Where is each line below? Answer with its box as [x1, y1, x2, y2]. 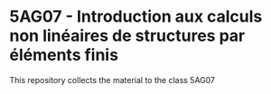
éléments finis [9, 45, 119, 65]
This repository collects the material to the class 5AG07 [9, 74, 216, 85]
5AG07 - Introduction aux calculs [9, 6, 263, 27]
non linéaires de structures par [9, 25, 246, 46]
